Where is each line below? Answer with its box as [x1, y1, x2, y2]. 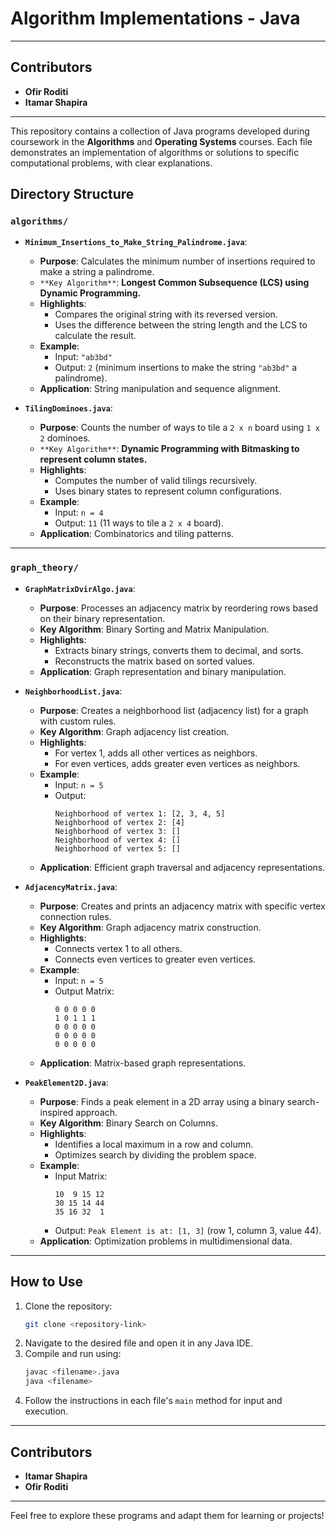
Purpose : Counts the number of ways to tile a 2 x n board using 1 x [39, 422, 320, 434]
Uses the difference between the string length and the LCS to [54, 319, 308, 331]
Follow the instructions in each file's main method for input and [24, 1395, 283, 1407]
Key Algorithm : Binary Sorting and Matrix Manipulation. [39, 623, 270, 635]
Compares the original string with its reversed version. [54, 308, 278, 321]
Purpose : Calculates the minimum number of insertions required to [39, 255, 316, 267]
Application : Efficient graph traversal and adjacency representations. [39, 861, 326, 873]
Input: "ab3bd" [54, 351, 113, 363]
